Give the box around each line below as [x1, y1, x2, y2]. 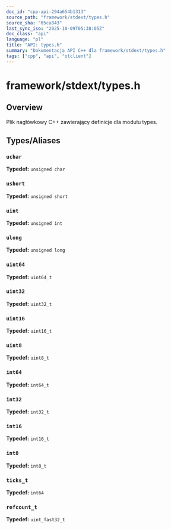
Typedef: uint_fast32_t [6, 516, 65, 523]
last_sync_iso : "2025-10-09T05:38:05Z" [6, 25, 105, 32]
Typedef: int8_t [6, 462, 47, 469]
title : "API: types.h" [6, 42, 62, 48]
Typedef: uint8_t [6, 354, 49, 361]
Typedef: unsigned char [6, 165, 65, 173]
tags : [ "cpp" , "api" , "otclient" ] [6, 53, 92, 59]
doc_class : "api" [6, 31, 49, 37]
